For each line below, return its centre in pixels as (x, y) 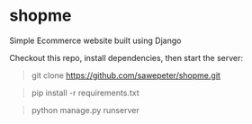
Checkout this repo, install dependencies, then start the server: (126, 58)
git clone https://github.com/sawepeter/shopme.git (126, 75)
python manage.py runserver (85, 110)
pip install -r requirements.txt (85, 93)
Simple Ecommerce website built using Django (95, 40)
